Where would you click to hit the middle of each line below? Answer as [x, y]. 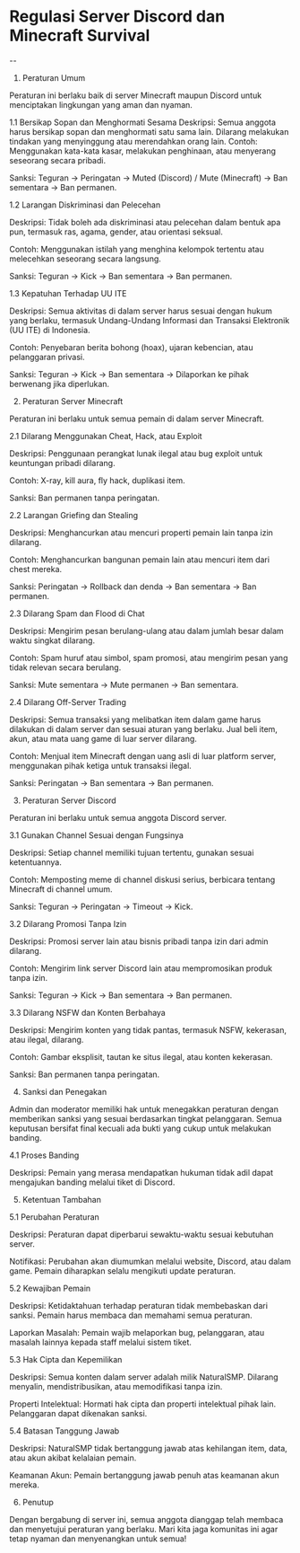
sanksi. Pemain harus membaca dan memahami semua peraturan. [131, 1315]
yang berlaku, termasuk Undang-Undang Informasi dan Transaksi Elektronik [150, 320]
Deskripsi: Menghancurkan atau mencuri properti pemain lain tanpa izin [141, 533]
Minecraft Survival [80, 35]
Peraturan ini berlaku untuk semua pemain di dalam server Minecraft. [137, 419]
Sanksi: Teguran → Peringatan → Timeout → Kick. [101, 906]
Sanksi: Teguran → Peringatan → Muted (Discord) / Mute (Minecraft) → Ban [149, 178]
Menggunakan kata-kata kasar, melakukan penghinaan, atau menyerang [142, 151]
